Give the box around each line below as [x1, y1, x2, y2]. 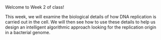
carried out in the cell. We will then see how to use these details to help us [5, 19, 156, 25]
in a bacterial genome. [5, 30, 51, 35]
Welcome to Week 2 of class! [5, 4, 64, 10]
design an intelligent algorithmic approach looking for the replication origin [5, 24, 157, 30]
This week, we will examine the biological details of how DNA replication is [5, 14, 157, 19]
